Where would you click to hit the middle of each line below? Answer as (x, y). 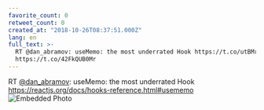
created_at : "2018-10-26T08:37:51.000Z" (75, 30)
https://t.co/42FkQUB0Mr (56, 60)
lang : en (22, 37)
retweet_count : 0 (37, 23)
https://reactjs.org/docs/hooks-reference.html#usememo (101, 90)
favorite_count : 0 (38, 15)
